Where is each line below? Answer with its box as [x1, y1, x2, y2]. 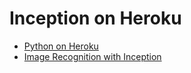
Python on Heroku [23, 40, 99, 52]
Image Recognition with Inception [23, 50, 162, 62]
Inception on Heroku [9, 7, 182, 30]
